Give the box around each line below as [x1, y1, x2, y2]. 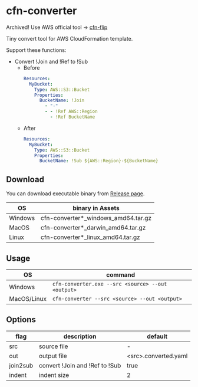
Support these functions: [6, 46, 67, 54]
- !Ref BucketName [49, 114, 95, 120]
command [105, 270, 136, 278]
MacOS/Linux [9, 294, 47, 303]
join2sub [9, 361, 34, 369]
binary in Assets [72, 204, 120, 212]
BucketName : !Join [39, 97, 85, 104]
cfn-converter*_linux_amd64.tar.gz [40, 233, 140, 241]
